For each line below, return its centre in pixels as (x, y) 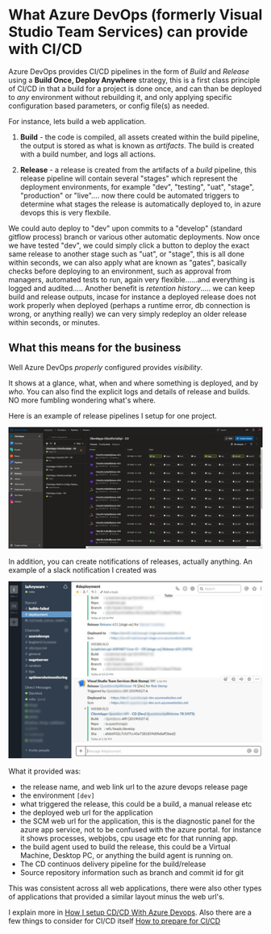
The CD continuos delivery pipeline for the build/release (113, 864)
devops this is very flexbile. (65, 212)
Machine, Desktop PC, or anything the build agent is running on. (127, 855)
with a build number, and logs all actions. (88, 154)
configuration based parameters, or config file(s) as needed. (109, 106)
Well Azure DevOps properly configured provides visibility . (106, 367)
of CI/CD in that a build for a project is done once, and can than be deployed (135, 88)
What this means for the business (95, 348)
